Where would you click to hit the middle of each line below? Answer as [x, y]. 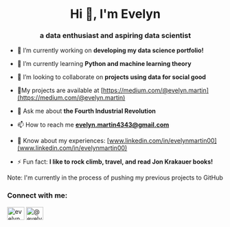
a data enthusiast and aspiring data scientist [115, 36]
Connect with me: [37, 195]
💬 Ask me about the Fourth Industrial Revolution [86, 111]
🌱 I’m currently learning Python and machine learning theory [104, 64]
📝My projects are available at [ [60, 90]
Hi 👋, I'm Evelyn [115, 14]
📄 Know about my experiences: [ [63, 141]
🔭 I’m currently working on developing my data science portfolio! [110, 50]
